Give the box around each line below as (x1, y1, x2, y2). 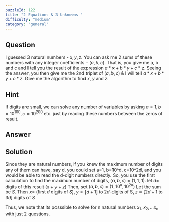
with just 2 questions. (5, 211, 50, 217)
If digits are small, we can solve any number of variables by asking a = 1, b (5, 104, 161, 110)
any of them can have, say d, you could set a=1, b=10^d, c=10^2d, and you (5, 166, 161, 173)
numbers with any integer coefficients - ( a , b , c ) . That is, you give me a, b (5, 60, 159, 66)
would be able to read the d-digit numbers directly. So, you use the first (5, 172, 155, 178)
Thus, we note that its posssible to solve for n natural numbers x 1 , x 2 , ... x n (5, 204, 159, 212)
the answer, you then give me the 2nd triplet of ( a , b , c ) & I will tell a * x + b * (5, 70, 164, 76)
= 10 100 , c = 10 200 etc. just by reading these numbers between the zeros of (5, 109, 163, 116)
